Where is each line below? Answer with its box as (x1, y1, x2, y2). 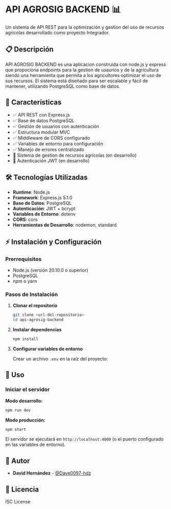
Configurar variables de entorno (12, 346, 83, 352)
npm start (5, 427, 27, 432)
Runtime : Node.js (12, 189, 50, 195)
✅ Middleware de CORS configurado (12, 135, 91, 141)
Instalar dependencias (12, 327, 62, 333)
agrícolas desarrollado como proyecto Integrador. (5, 29, 110, 35)
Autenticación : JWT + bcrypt (12, 205, 76, 212)
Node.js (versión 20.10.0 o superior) (12, 267, 89, 273)
